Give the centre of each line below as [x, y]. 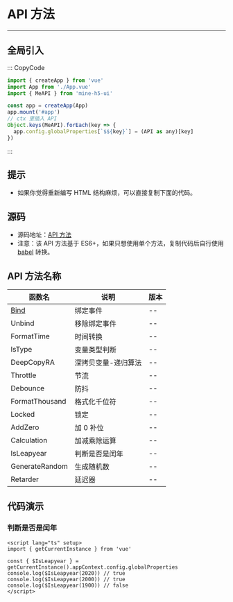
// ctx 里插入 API [32, 119]
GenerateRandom [39, 467]
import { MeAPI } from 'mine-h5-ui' [60, 93]
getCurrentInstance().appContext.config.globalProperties [93, 567]
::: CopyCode [26, 67]
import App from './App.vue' [49, 87]
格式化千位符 [95, 402]
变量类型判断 [95, 350]
